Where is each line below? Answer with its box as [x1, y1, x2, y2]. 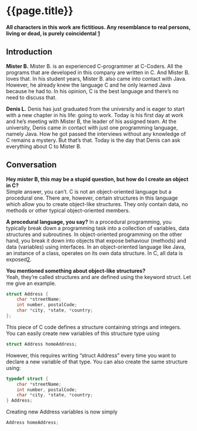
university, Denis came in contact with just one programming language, [6, 124, 178, 131]
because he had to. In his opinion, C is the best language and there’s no [6, 87, 179, 95]
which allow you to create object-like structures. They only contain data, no [6, 200, 188, 207]
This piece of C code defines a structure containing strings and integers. [6, 323, 182, 330]
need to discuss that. [6, 94, 57, 101]
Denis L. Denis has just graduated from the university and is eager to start [6, 105, 185, 112]
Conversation [6, 160, 57, 170]
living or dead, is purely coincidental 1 [6, 29, 100, 37]
